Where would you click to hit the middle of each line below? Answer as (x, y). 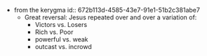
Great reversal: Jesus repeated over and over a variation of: (111, 17)
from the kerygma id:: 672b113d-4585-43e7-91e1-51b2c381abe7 (107, 10)
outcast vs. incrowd (64, 47)
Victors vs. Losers (61, 25)
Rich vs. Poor (54, 32)
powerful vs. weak (62, 39)
